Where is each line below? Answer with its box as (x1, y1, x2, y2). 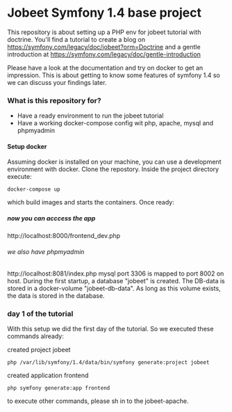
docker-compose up (7, 186, 60, 193)
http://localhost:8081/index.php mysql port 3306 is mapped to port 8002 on (7, 269, 224, 278)
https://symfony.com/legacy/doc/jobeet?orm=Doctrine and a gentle (7, 42, 201, 51)
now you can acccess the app (7, 214, 96, 223)
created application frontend (7, 371, 89, 379)
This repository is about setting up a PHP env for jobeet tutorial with (7, 28, 201, 36)
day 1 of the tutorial (7, 308, 74, 318)
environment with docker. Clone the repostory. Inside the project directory (7, 165, 219, 173)
